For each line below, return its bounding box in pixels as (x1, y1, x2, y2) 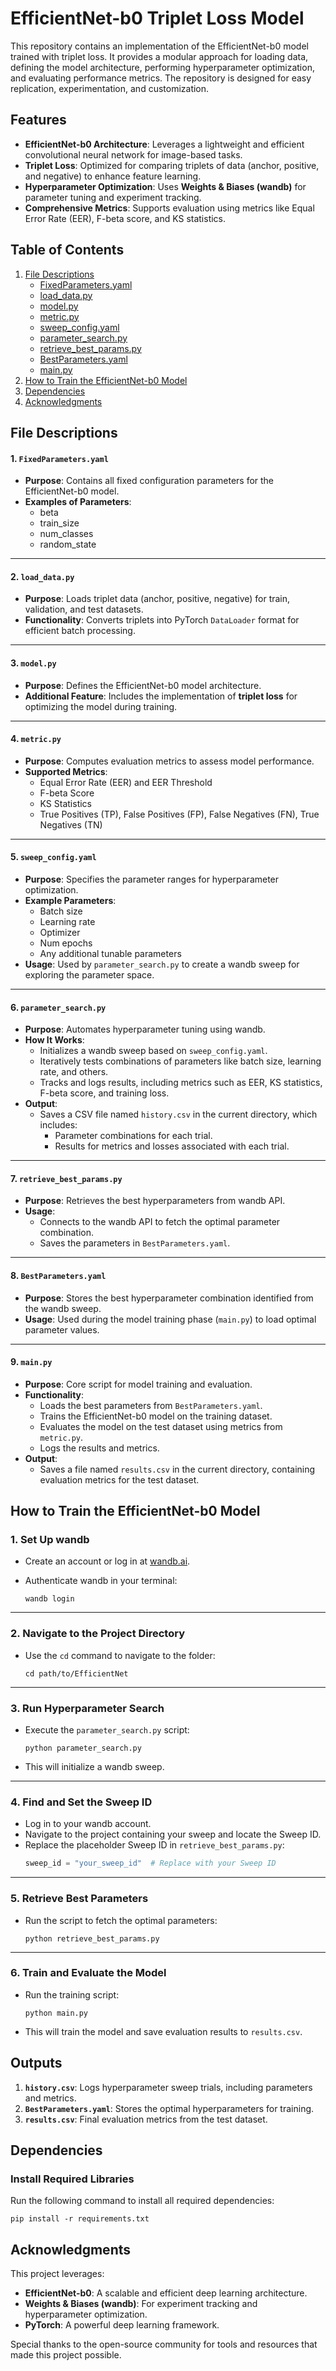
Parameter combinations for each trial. (54, 1130, 213, 1142)
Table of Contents (10, 242, 125, 259)
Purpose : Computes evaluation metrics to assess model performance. (24, 755, 315, 767)
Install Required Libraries (10, 2172, 135, 2186)
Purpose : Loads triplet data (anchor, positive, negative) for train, (24, 593, 291, 605)
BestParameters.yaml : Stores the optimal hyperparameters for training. (24, 2102, 315, 2114)
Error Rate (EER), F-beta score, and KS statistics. (24, 212, 227, 224)
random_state (39, 538, 97, 551)
